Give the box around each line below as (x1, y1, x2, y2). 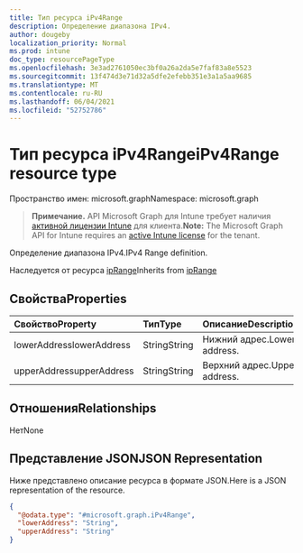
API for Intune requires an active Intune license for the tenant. (31, 230, 261, 241)
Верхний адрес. (202, 359, 272, 371)
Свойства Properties (9, 290, 128, 307)
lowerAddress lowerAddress (14, 339, 131, 351)
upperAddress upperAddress (14, 364, 134, 377)
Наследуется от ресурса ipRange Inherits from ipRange (9, 265, 217, 276)
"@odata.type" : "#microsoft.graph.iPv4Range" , (17, 511, 196, 520)
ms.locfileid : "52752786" (9, 106, 106, 115)
